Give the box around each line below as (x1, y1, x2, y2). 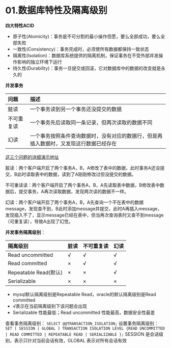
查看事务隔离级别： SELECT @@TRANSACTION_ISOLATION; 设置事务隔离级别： (5, 320, 159, 326)
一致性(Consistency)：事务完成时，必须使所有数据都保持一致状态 (12, 46, 149, 52)
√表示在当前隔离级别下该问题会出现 (12, 303, 88, 309)
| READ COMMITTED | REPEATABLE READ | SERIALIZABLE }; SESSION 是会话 (5, 331, 159, 337)
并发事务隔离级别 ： (5, 229, 46, 235)
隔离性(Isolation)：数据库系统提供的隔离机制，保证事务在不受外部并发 (12, 52, 159, 59)
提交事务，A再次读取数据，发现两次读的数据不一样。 (18, 188, 129, 194)
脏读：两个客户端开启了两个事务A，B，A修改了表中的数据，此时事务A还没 (5, 165, 160, 171)
